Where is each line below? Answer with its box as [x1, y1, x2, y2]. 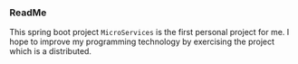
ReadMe [9, 6, 47, 19]
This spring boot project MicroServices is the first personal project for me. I [9, 27, 290, 38]
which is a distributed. [9, 46, 92, 57]
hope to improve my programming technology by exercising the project [9, 36, 274, 47]
